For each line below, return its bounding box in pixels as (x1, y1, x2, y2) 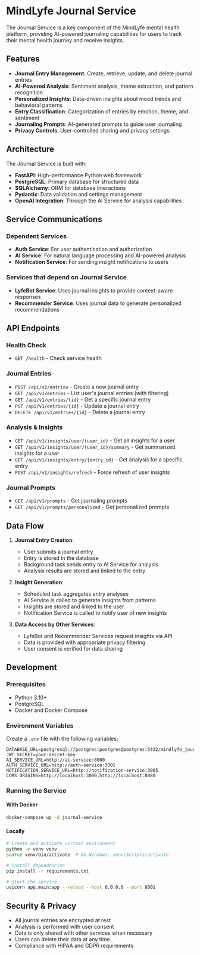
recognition (14, 88, 43, 96)
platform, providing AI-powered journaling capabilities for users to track (6, 30, 182, 37)
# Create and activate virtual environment (6, 840, 116, 847)
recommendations (14, 306, 60, 313)
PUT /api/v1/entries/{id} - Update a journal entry (14, 402, 140, 409)
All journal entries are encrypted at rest (14, 917, 111, 924)
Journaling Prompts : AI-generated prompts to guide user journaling (14, 121, 182, 128)
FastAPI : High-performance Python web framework (14, 171, 142, 178)
